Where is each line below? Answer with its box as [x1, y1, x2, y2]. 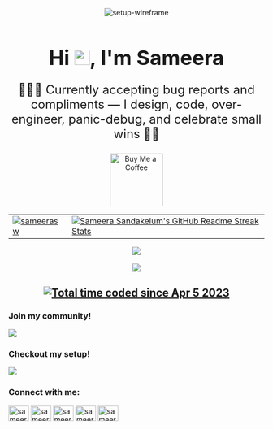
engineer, [11, 111, 66, 127]
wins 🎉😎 [113, 126, 160, 141]
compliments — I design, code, [31, 97, 209, 112]
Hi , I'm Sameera [48, 45, 225, 71]
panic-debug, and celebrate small [67, 111, 262, 127]
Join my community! [8, 310, 92, 321]
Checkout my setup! [8, 349, 91, 360]
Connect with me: [8, 387, 80, 398]
